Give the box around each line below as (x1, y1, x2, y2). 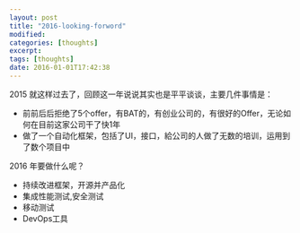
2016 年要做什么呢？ (9, 160, 85, 171)
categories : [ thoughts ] (9, 38, 99, 47)
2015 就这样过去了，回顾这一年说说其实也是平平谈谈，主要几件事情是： (9, 89, 274, 99)
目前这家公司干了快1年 (38, 118, 121, 130)
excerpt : (9, 47, 42, 56)
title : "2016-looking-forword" (9, 22, 127, 30)
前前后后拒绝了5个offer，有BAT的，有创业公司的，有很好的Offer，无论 (22, 108, 284, 118)
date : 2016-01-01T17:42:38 (9, 64, 110, 73)
